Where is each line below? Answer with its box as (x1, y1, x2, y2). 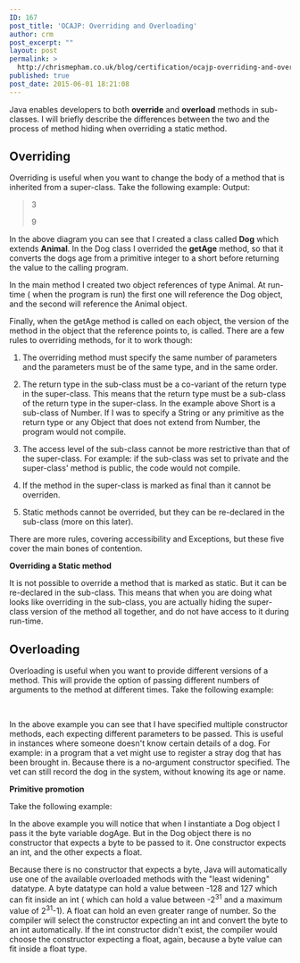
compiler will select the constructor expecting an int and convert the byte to (9, 915, 288, 925)
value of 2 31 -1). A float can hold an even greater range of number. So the (9, 903, 277, 916)
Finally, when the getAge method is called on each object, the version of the (9, 316, 289, 327)
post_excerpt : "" (9, 38, 74, 47)
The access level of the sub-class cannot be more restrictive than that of (21, 444, 290, 455)
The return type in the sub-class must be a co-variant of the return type (21, 379, 287, 389)
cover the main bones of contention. (9, 543, 143, 554)
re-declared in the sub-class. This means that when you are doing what (9, 587, 272, 599)
